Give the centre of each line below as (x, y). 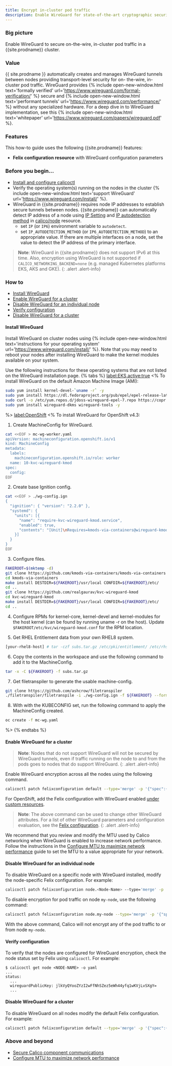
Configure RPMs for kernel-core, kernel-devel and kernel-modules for (86, 616)
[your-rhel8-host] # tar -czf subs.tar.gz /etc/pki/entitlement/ (76, 647)
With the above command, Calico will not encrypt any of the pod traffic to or (85, 925)
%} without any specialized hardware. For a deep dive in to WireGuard (79, 107)
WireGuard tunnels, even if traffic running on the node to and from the (92, 759)
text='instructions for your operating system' (52, 344)
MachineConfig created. (38, 711)
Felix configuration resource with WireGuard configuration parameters (88, 158)
